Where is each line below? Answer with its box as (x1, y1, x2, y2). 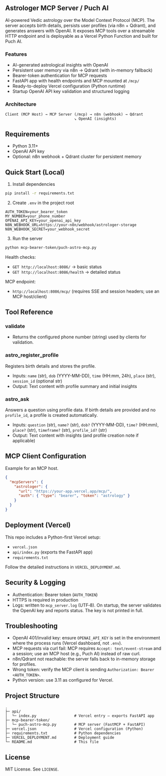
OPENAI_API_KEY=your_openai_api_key (5, 218, 81, 223)
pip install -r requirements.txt (5, 191, 75, 196)
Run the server (12, 235, 43, 241)
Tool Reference (5, 308, 53, 316)
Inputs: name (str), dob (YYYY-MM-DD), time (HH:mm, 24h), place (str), (12, 373, 156, 379)
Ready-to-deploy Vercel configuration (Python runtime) (12, 83, 126, 89)
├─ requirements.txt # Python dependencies (5, 731, 121, 736)
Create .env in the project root (12, 200, 75, 206)
